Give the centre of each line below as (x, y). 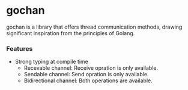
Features (20, 48)
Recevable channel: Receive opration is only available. (91, 68)
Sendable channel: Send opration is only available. (86, 75)
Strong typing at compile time (51, 62)
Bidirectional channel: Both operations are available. (88, 80)
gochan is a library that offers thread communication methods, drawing (94, 27)
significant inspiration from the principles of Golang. (71, 33)
